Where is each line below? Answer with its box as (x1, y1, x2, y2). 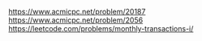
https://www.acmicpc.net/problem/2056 (8, 15, 144, 25)
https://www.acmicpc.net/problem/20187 (8, 7, 146, 16)
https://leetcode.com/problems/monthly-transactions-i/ (8, 24, 194, 33)
